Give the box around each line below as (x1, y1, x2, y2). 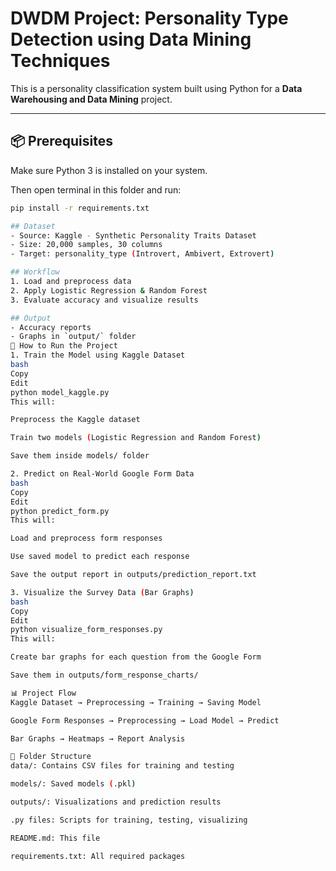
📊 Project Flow (10, 688, 77, 698)
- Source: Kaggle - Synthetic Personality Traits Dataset (10, 230, 257, 241)
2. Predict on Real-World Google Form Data (10, 469, 195, 479)
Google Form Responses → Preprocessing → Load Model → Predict (10, 715, 280, 726)
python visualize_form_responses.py (10, 625, 163, 635)
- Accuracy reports (10, 322, 92, 332)
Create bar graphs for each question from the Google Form (10, 652, 262, 662)
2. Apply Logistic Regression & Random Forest (10, 285, 208, 296)
